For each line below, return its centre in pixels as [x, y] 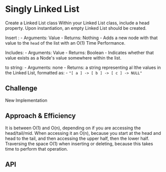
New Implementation [26, 100]
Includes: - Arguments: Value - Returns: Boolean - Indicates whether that [80, 53]
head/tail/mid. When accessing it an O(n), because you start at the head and [83, 133]
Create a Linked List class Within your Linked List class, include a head [77, 23]
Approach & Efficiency [40, 116]
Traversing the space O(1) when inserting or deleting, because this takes [79, 143]
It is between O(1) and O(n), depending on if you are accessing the [73, 128]
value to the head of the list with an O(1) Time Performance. [65, 43]
